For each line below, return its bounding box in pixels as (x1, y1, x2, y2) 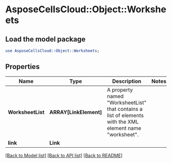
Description (112, 78, 142, 85)
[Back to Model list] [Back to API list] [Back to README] (5, 152, 123, 158)
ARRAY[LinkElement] (49, 108, 102, 115)
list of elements (106, 111, 144, 119)
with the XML (106, 118, 139, 125)
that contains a (106, 105, 143, 112)
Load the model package (5, 35, 86, 43)
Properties (5, 62, 40, 71)
